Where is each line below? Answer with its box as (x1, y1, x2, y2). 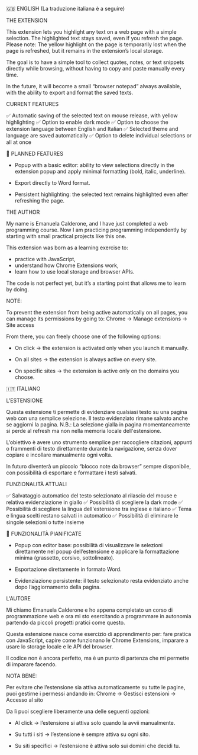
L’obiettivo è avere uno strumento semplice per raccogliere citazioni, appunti (6, 439, 193, 446)
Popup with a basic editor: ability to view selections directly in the (14, 162, 174, 168)
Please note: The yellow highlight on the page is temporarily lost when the (6, 41, 186, 48)
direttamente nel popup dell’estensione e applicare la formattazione (14, 548, 179, 555)
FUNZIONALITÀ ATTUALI (6, 481, 67, 487)
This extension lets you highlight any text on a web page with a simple (6, 28, 177, 35)
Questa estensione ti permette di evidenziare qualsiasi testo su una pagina (6, 409, 187, 415)
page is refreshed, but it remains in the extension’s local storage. (6, 47, 164, 54)
